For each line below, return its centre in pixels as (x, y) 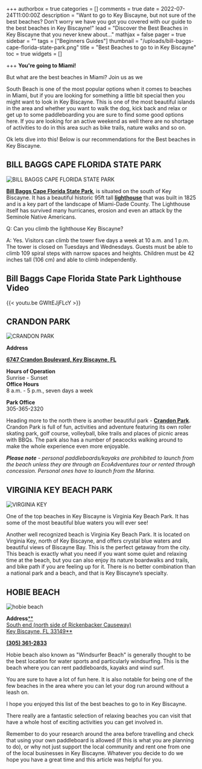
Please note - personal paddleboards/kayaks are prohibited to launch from (100, 458)
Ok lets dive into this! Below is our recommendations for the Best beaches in (101, 139)
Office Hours (23, 384)
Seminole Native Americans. (41, 217)
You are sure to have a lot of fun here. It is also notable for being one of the (99, 679)
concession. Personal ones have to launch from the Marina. (81, 471)
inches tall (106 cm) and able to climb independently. (72, 259)
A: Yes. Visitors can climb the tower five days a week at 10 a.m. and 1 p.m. (98, 240)
